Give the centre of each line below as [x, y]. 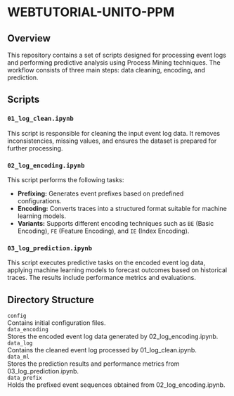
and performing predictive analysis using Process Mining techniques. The [114, 63]
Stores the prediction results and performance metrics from [93, 364]
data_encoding [28, 330]
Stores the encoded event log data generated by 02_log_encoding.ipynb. [113, 337]
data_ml [19, 357]
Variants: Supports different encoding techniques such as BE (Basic [116, 223]
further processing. [35, 148]
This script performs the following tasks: [66, 179]
